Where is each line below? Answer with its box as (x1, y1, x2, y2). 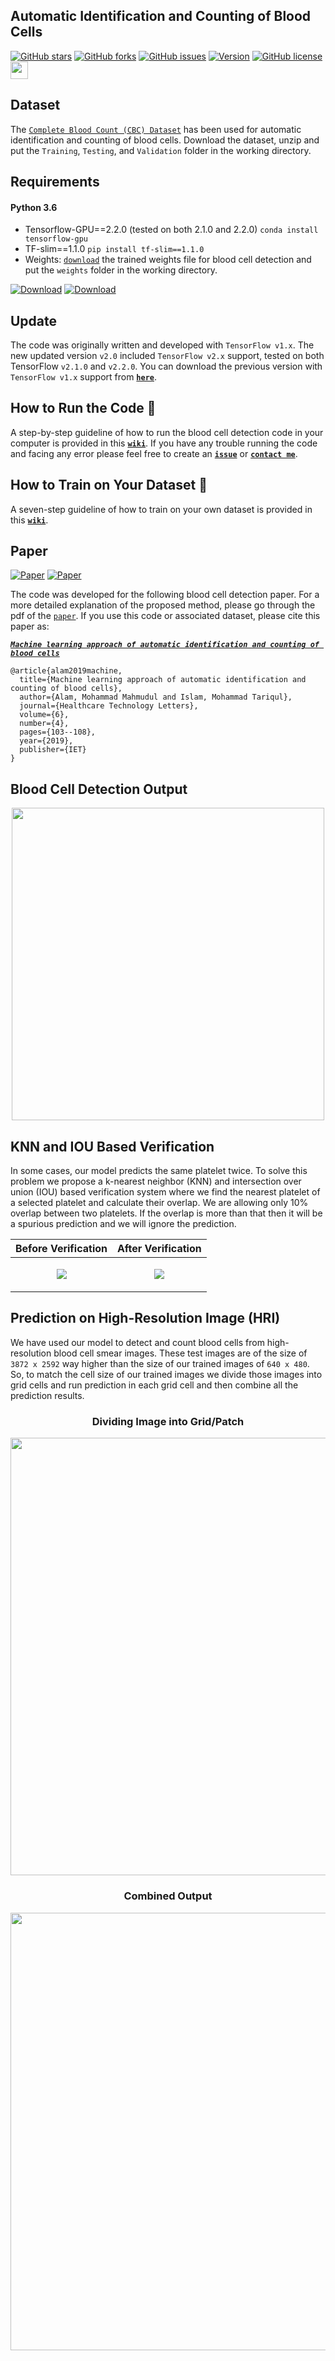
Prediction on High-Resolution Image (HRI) (10, 1310, 281, 1327)
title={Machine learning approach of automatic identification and (19, 675, 307, 685)
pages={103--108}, (19, 727, 97, 738)
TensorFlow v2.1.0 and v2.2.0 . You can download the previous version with (10, 360, 323, 373)
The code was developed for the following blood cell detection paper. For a (10, 589, 320, 601)
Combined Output (123, 1889, 213, 1903)
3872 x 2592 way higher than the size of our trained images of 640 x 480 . (10, 1357, 310, 1369)
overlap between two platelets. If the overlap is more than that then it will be (10, 1207, 323, 1219)
